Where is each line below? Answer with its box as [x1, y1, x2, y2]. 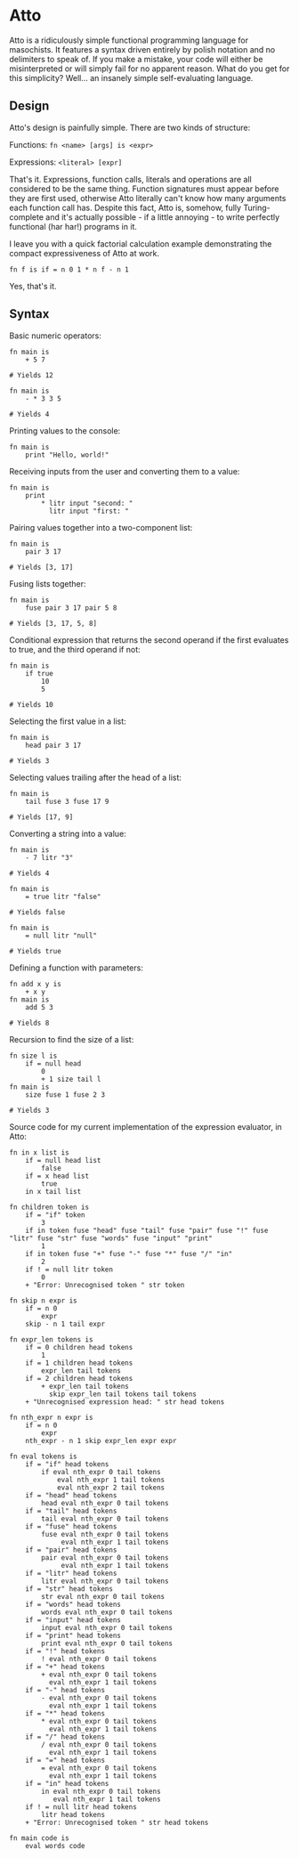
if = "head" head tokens [25, 1490, 117, 1500]
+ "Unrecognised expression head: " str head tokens [25, 1397, 225, 1407]
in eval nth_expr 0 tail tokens [41, 1787, 162, 1796]
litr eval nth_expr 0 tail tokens [41, 1577, 169, 1586]
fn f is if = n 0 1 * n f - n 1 [9, 264, 129, 274]
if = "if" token [25, 1210, 86, 1220]
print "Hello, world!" [25, 450, 109, 459]
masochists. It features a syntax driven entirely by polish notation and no [9, 44, 276, 54]
